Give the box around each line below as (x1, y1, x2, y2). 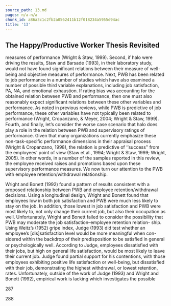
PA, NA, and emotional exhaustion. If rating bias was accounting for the (5, 88, 155, 94)
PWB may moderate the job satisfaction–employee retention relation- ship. (5, 219, 162, 226)
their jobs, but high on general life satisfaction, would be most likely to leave (5, 248, 165, 254)
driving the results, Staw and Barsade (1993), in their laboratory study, (5, 60, 153, 66)
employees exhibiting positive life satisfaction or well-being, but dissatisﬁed (5, 259, 165, 266)
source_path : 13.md (5, 7, 47, 13)
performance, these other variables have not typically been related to (5, 110, 151, 116)
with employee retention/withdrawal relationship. (5, 171, 108, 177)
